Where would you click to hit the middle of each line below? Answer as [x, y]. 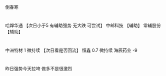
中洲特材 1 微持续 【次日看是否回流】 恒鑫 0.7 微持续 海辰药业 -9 [71, 50]
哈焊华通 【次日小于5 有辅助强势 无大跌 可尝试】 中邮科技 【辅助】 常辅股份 [83, 25]
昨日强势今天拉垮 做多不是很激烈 [39, 69]
